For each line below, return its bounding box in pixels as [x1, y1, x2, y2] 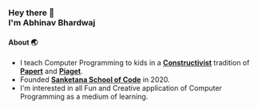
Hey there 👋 [8, 7, 54, 18]
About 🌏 [8, 37, 38, 47]
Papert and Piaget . [19, 67, 84, 76]
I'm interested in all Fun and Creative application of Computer [19, 84, 222, 93]
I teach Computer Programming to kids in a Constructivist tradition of [19, 58, 250, 68]
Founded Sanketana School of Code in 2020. [19, 75, 170, 84]
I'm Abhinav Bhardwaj [8, 17, 96, 28]
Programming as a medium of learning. [19, 91, 149, 102]
